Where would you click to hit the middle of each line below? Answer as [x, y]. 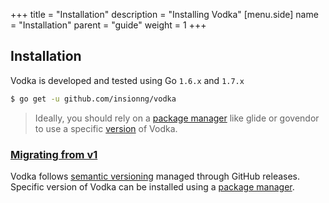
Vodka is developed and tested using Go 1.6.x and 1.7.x [127, 80]
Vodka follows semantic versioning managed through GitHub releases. [155, 176]
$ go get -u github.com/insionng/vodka [93, 99]
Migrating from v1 [54, 154]
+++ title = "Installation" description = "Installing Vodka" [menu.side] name [164, 14]
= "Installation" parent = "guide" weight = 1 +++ [108, 25]
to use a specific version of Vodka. [106, 128]
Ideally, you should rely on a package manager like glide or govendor [177, 118]
